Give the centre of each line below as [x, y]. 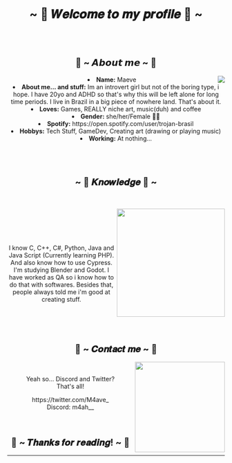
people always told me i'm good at [61, 292]
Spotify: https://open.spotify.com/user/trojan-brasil [120, 123]
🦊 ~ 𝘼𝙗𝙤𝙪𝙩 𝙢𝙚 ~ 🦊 [116, 63]
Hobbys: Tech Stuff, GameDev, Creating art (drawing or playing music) [120, 131]
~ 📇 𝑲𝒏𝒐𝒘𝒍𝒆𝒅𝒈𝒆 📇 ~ [116, 182]
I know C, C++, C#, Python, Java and [61, 248]
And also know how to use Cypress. [61, 262]
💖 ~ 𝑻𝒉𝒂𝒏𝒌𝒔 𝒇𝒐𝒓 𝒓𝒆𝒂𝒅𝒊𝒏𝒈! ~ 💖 [70, 442]
